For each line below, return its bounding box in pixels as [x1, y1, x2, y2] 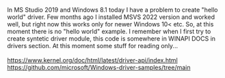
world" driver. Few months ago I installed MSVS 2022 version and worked [7, 13, 215, 21]
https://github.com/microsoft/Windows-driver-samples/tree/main [7, 64, 191, 71]
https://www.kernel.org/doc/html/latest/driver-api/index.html [7, 56, 178, 64]
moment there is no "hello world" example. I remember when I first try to [7, 27, 211, 35]
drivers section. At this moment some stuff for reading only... [7, 42, 178, 50]
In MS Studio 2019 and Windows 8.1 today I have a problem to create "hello [7, 6, 218, 14]
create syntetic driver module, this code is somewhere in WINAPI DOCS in [7, 35, 216, 43]
